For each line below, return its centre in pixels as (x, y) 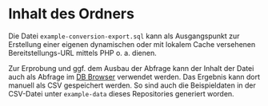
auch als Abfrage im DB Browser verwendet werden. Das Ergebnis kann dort (134, 77)
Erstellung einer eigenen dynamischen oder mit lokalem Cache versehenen (132, 44)
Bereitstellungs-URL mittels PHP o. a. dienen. (83, 53)
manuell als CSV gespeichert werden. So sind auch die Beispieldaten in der (132, 85)
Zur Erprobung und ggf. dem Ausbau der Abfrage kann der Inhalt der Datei (131, 68)
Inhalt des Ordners (71, 14)
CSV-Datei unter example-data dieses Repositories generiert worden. (121, 93)
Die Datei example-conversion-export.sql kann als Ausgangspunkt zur (124, 36)
